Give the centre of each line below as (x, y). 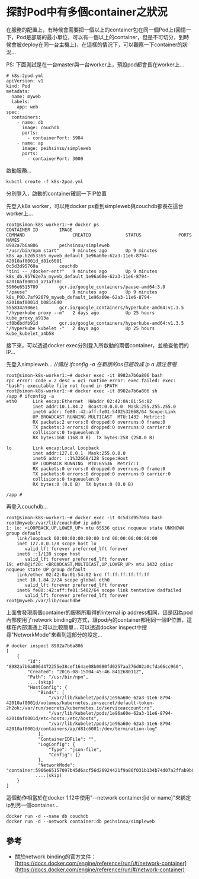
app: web (28, 107)
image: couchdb (41, 127)
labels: (21, 101)
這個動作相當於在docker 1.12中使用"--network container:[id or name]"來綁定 (99, 797)
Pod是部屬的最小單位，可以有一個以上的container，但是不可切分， (98, 37)
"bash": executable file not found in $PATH (62, 386)
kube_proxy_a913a (28, 318)
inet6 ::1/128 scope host (49, 554)
